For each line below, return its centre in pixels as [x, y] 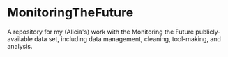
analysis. [20, 46]
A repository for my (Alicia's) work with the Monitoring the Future [100, 32]
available [20, 38]
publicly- [208, 32]
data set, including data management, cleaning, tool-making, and [128, 38]
